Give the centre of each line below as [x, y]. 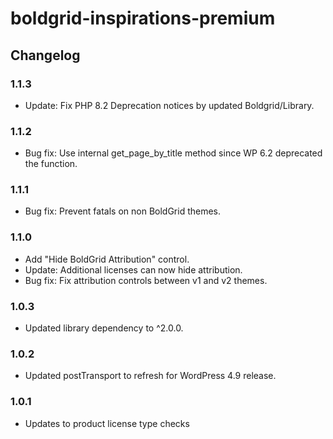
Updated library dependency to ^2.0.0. [104, 328]
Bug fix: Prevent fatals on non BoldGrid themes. [123, 211]
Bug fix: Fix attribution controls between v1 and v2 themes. [146, 280]
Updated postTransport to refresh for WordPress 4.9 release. [150, 376]
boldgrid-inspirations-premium [143, 18]
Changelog [45, 55]
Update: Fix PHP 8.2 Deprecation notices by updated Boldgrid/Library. [169, 105]
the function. [51, 164]
